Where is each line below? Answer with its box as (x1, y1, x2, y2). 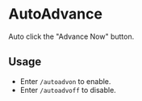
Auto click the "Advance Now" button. (8, 32, 135, 41)
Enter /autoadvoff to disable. (19, 85, 117, 95)
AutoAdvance (8, 5, 103, 23)
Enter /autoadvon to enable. (19, 76, 111, 86)
